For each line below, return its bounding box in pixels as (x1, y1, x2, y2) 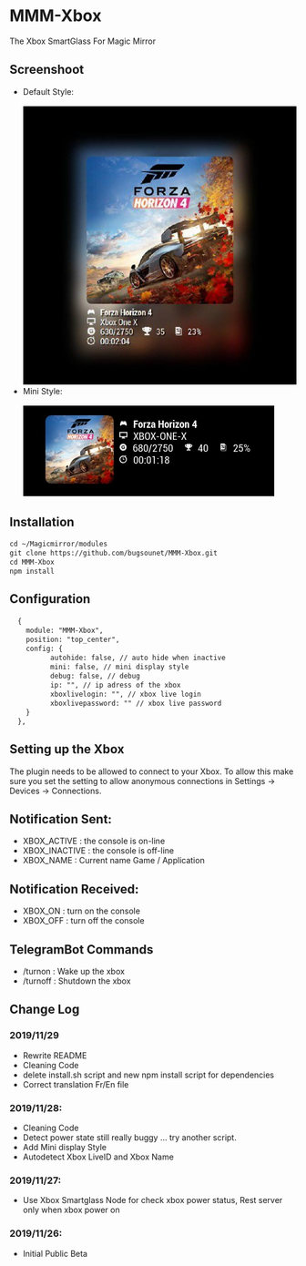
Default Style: (22, 86, 75, 97)
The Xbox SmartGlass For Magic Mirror (9, 36, 157, 46)
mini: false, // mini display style (49, 662, 189, 671)
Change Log (9, 1002, 80, 1017)
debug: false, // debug (49, 671, 141, 680)
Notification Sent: (9, 812, 112, 827)
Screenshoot (9, 62, 85, 77)
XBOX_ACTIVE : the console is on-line (22, 835, 166, 847)
